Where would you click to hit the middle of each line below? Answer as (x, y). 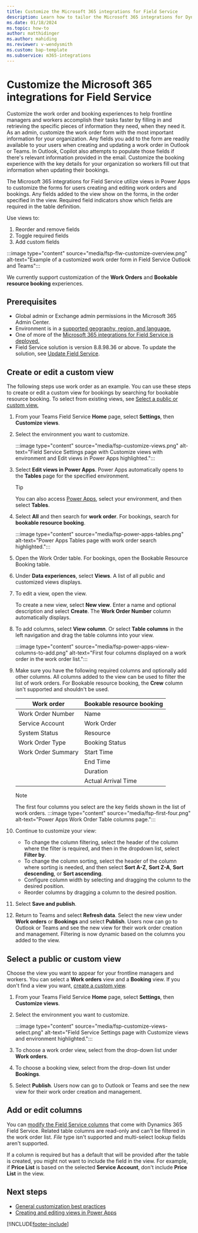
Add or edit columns (45, 1110)
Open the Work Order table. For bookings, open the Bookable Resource (102, 558)
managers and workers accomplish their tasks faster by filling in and (89, 120)
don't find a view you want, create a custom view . (67, 986)
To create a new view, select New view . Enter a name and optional (95, 605)
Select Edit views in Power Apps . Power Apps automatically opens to (99, 470)
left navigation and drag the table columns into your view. (85, 635)
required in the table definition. (44, 206)
